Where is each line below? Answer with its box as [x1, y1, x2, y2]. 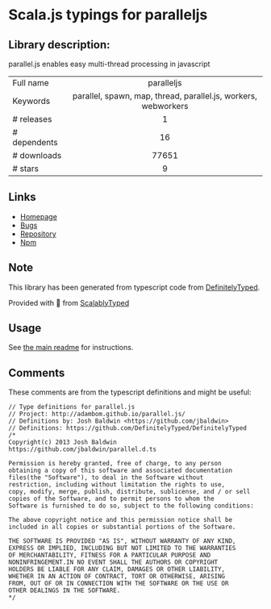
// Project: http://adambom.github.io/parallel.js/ [8, 410, 186, 419]
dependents [12, 137, 58, 148]
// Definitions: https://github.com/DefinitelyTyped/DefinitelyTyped [8, 424, 248, 432]
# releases [12, 114, 52, 124]
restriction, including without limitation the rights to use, [8, 481, 226, 489]
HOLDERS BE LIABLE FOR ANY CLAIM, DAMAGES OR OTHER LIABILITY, [8, 565, 226, 574]
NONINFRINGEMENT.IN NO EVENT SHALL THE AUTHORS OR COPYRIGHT [8, 558, 219, 566]
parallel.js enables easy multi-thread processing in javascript [8, 59, 211, 69]
